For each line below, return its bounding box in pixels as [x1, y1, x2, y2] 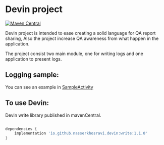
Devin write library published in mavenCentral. [5, 112, 101, 118]
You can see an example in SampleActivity [5, 84, 93, 90]
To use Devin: [5, 99, 49, 107]
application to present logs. [5, 56, 62, 62]
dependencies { [5, 126, 37, 131]
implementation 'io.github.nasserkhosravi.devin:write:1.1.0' [14, 131, 148, 136]
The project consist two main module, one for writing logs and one [5, 51, 144, 57]
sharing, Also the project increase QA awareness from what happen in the [5, 35, 159, 41]
